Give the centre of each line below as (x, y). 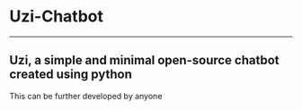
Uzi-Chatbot (57, 17)
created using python (71, 75)
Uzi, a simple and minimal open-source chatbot (145, 60)
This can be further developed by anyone (86, 96)
